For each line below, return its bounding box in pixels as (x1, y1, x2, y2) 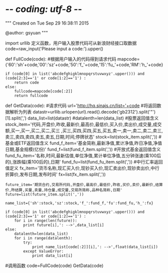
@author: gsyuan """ (5, 29, 48, 35)
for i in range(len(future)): (14, 218, 78, 223)
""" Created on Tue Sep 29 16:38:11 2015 (5, 20, 89, 26)
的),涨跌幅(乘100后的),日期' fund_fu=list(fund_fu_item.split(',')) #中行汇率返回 (5, 158, 163, 164)
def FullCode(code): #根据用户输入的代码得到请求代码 (5, 56, 116, 62)
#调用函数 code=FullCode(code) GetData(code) (5, 262, 104, 268)
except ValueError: (23, 248, 64, 253)
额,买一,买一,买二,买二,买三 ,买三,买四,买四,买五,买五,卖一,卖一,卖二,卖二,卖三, (5, 127, 163, 133)
